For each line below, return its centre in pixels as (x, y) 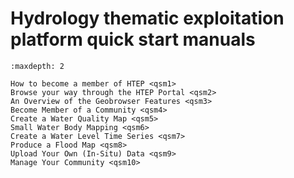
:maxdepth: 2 (37, 66)
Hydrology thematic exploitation (147, 18)
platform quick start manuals (133, 39)
